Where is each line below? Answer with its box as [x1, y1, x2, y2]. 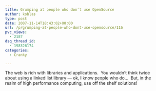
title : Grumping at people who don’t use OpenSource [5, 7, 115, 12]
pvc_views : [5, 30, 27, 35]
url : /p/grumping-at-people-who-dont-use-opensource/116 [5, 25, 123, 30]
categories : [5, 48, 29, 53]
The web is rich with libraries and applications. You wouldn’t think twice [5, 70, 150, 76]
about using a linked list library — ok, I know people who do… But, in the [5, 75, 151, 81]
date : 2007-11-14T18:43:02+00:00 [5, 20, 73, 26]
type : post [5, 16, 27, 21]
